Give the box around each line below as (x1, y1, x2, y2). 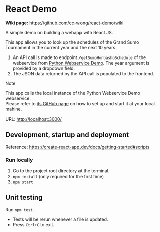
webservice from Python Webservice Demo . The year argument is (12, 60, 150, 66)
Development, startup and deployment (5, 131, 129, 139)
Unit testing (5, 193, 43, 202)
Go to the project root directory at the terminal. (12, 168, 110, 174)
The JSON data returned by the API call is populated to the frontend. (12, 70, 154, 76)
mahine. (5, 106, 22, 112)
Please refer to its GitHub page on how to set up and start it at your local (5, 100, 155, 106)
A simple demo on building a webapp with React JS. (5, 29, 113, 35)
